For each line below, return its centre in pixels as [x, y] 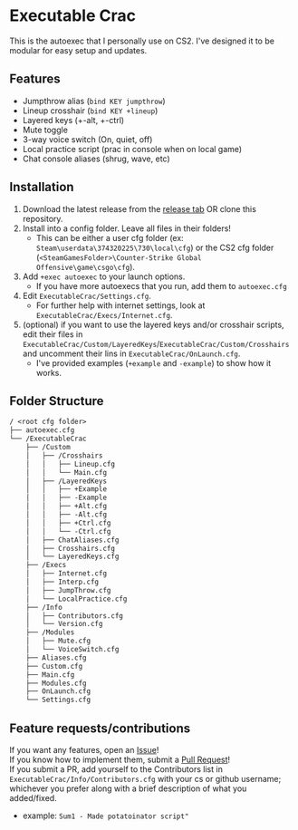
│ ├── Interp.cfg [62, 582]
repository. [43, 218]
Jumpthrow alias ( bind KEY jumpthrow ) [94, 101]
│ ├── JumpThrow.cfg [68, 590]
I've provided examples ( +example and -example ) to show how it [154, 362]
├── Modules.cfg [57, 683]
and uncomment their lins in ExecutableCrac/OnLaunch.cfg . [131, 353]
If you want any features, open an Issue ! [84, 749]
